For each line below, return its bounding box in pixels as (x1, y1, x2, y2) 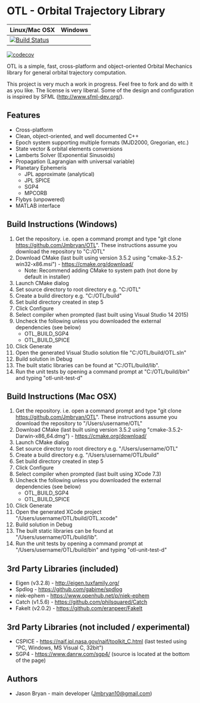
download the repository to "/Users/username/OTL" (15, 420, 143, 427)
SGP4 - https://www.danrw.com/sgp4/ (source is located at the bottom (15, 651, 190, 657)
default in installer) (24, 273, 71, 280)
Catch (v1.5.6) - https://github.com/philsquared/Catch (15, 598, 148, 605)
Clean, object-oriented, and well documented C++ (15, 132, 139, 139)
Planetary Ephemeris (15, 164, 67, 171)
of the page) (15, 657, 46, 664)
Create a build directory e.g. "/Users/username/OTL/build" (15, 451, 160, 459)
